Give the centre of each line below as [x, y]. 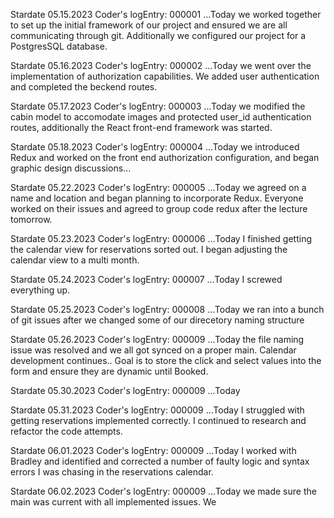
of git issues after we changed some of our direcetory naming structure [157, 320]
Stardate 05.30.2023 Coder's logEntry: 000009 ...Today [125, 390]
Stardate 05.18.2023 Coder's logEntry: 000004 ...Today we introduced [155, 147]
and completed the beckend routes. [84, 87]
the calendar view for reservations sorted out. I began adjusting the [149, 249]
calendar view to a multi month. [75, 260]
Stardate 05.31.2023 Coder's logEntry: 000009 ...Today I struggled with [157, 410]
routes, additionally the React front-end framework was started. [141, 127]
